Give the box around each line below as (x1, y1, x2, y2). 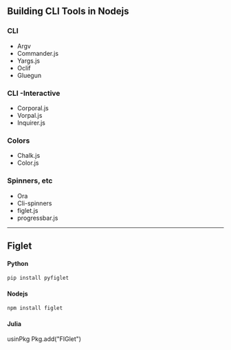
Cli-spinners (16, 199, 52, 207)
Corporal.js (16, 103, 49, 112)
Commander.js (16, 49, 59, 57)
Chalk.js (16, 152, 41, 160)
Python (7, 259, 29, 267)
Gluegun (16, 71, 42, 79)
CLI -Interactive (7, 88, 60, 98)
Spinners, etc (7, 176, 53, 185)
